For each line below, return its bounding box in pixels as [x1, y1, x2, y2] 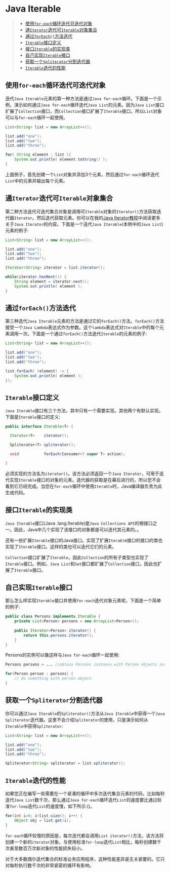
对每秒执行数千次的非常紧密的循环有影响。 [5, 862, 94, 868]
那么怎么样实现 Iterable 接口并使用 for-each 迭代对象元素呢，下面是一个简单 [5, 598, 161, 604]
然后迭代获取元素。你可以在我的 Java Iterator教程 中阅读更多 [36, 215, 161, 221]
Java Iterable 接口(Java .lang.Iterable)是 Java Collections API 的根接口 [5, 520, 153, 526]
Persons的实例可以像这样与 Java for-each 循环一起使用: [5, 652, 120, 658]
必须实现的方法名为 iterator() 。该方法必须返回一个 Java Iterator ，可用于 [5, 470, 159, 477]
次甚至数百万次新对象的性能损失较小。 [5, 845, 85, 851]
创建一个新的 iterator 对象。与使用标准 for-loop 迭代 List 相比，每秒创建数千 [5, 839, 162, 845]
